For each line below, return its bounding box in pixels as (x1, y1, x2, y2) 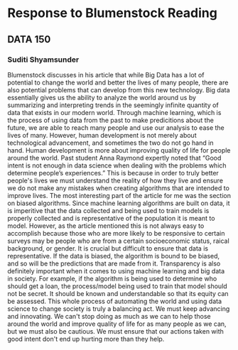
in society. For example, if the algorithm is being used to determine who (7, 274, 217, 283)
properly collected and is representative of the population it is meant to (7, 214, 215, 222)
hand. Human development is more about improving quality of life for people (7, 146, 231, 154)
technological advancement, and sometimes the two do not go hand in (7, 138, 214, 147)
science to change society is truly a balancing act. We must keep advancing (7, 304, 230, 313)
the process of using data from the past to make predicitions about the (7, 116, 215, 124)
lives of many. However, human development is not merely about (7, 131, 197, 139)
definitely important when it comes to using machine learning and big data (7, 266, 225, 275)
